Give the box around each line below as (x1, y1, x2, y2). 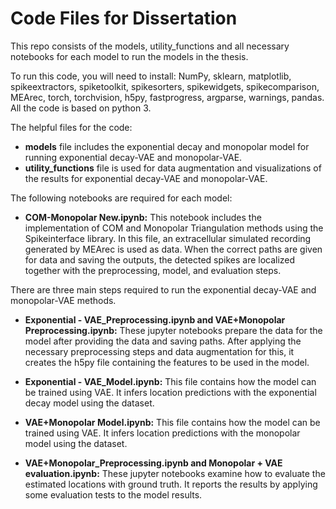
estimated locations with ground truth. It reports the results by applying (24, 478, 318, 490)
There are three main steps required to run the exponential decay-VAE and (10, 283, 317, 296)
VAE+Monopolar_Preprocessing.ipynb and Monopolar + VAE (24, 457, 283, 469)
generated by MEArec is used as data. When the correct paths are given (24, 243, 323, 255)
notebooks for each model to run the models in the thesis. (10, 50, 249, 62)
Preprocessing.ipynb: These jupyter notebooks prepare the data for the (24, 324, 323, 336)
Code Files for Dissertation (10, 7, 238, 30)
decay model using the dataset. (24, 397, 155, 409)
